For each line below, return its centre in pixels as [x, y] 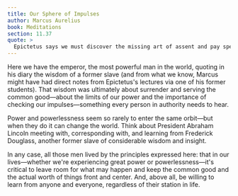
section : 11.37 [30, 34]
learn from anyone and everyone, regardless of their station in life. [104, 184]
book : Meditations [34, 27]
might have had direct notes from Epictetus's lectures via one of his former [117, 82]
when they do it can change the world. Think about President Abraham [110, 126]
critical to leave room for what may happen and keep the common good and [118, 169]
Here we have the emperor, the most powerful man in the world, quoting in [116, 67]
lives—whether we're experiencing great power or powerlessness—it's [111, 162]
